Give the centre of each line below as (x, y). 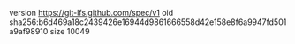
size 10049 (70, 31)
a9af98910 (29, 31)
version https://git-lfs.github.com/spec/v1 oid (91, 13)
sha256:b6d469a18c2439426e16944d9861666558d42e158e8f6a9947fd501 (148, 22)
